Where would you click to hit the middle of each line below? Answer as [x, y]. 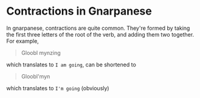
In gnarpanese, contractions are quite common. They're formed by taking [98, 28]
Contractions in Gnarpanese [79, 11]
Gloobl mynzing [41, 52]
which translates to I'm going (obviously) [58, 88]
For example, [23, 41]
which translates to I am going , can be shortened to [71, 65]
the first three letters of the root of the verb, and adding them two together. [100, 34]
